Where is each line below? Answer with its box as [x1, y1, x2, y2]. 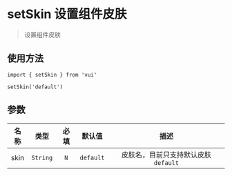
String [30, 153, 53, 162]
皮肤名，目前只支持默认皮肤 [121, 150, 212, 159]
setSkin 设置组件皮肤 [7, 6, 127, 22]
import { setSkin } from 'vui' [7, 71, 97, 78]
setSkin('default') [7, 84, 64, 90]
